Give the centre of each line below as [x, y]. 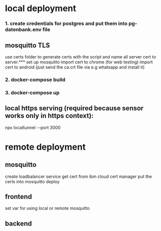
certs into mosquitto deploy [32, 181]
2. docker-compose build [35, 79]
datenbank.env [23, 29]
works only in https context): [49, 116]
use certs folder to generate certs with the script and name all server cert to [80, 57]
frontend [19, 196]
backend [19, 224]
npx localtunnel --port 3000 [33, 127]
